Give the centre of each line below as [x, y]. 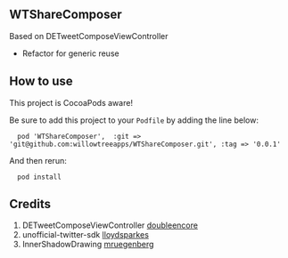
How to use [41, 81]
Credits [30, 204]
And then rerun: [38, 160]
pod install [40, 177]
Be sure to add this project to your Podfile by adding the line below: [134, 120]
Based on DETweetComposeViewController [89, 36]
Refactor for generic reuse [70, 53]
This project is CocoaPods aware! [71, 102]
